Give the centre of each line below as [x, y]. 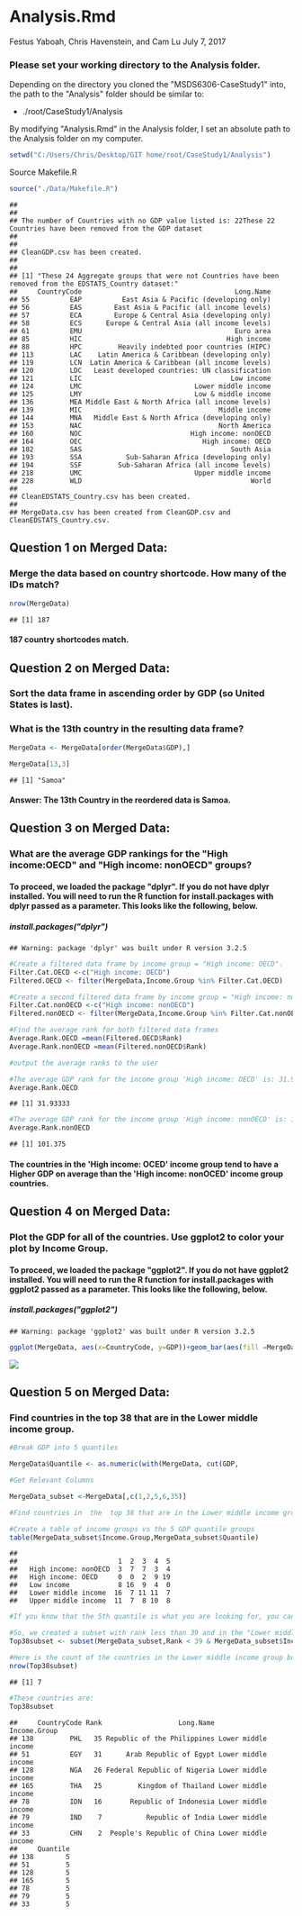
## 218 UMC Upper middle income [140, 473]
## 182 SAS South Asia [140, 449]
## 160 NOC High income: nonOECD [140, 433]
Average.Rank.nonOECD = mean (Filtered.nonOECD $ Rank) [108, 1047]
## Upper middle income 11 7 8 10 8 [90, 1601]
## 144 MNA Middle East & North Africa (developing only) [140, 418]
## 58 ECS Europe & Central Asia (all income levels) [140, 323]
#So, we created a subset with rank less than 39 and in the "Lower [140, 1633]
